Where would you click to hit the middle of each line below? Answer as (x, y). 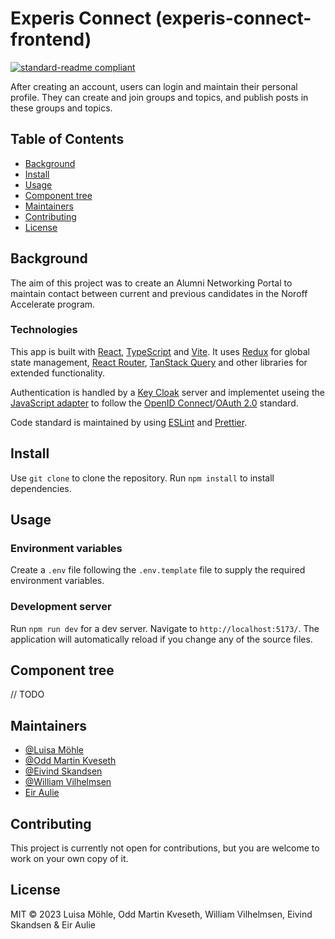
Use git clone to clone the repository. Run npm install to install (142, 478)
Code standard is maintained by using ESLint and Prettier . (129, 422)
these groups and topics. (61, 108)
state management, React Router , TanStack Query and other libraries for (159, 362)
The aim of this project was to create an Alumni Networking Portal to (151, 283)
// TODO (27, 694)
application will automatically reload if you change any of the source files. (161, 639)
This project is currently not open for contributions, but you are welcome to (165, 848)
